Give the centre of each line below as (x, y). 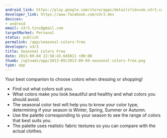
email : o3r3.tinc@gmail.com (34, 28)
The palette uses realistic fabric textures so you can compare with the (84, 126)
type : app (15, 65)
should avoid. (26, 99)
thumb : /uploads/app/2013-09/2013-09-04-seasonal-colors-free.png (75, 61)
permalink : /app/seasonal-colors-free (45, 42)
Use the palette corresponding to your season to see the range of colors (86, 115)
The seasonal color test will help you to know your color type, (75, 105)
